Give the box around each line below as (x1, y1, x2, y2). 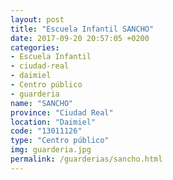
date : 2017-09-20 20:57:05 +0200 (10, 33, 150, 43)
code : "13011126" (10, 126, 83, 136)
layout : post (10, 14, 65, 25)
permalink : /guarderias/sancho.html (10, 154, 163, 164)
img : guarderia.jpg (10, 145, 92, 155)
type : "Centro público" (10, 136, 110, 146)
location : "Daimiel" (10, 117, 97, 127)
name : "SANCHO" (10, 98, 74, 108)
